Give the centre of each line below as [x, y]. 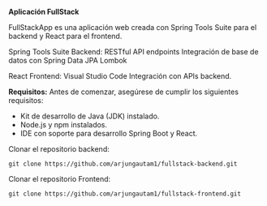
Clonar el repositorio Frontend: [60, 179]
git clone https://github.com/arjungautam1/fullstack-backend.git [123, 164]
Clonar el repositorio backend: [59, 149]
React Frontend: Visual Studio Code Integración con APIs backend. [120, 76]
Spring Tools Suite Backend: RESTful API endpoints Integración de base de [133, 51]
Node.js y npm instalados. [64, 124]
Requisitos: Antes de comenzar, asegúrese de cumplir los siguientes [124, 92]
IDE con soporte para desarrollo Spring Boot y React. [109, 133]
